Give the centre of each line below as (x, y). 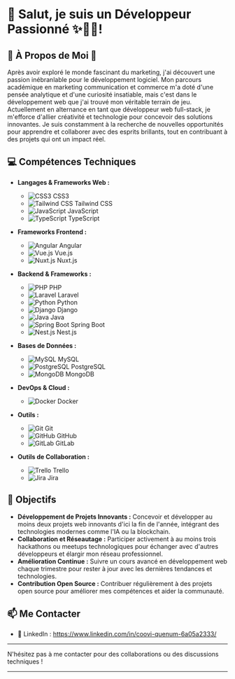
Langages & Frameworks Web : (63, 182)
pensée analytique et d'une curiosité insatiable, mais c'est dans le (102, 94)
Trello (61, 470)
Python (67, 302)
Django (67, 309)
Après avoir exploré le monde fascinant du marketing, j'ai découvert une (111, 72)
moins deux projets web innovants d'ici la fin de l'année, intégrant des (118, 524)
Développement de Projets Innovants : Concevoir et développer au (115, 517)
